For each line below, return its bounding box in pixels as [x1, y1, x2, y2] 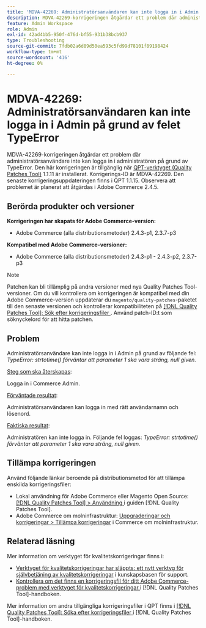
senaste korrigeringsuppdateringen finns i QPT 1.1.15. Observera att [7, 177, 176, 184]
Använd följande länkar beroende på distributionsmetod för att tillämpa [7, 474, 185, 481]
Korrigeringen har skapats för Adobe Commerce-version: [7, 218, 156, 225]
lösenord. [7, 410, 31, 418]
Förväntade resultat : [7, 392, 58, 399]
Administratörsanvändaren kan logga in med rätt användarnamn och [7, 404, 179, 411]
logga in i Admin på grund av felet [7, 117, 181, 131]
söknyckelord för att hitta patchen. [7, 316, 94, 323]
